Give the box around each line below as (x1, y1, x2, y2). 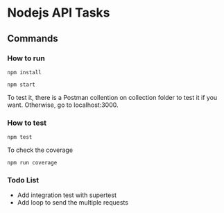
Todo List (7, 176, 40, 185)
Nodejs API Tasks (7, 5, 110, 21)
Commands (7, 33, 59, 44)
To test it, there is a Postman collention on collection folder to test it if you (7, 93, 218, 101)
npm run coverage (7, 160, 58, 167)
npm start (7, 81, 36, 88)
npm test (7, 134, 33, 141)
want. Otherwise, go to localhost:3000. (7, 101, 119, 109)
